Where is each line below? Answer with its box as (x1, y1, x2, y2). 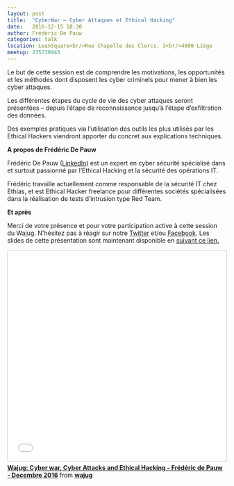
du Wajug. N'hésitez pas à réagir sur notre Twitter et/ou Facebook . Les (7, 229, 210, 237)
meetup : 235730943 (7, 49, 60, 56)
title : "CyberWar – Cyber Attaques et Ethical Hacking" (7, 17, 176, 24)
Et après (7, 208, 32, 216)
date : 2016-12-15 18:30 (7, 23, 82, 30)
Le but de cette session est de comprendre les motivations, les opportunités (7, 67, 225, 76)
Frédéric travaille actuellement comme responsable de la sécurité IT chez (7, 179, 217, 188)
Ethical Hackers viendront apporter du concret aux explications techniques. (7, 131, 224, 140)
